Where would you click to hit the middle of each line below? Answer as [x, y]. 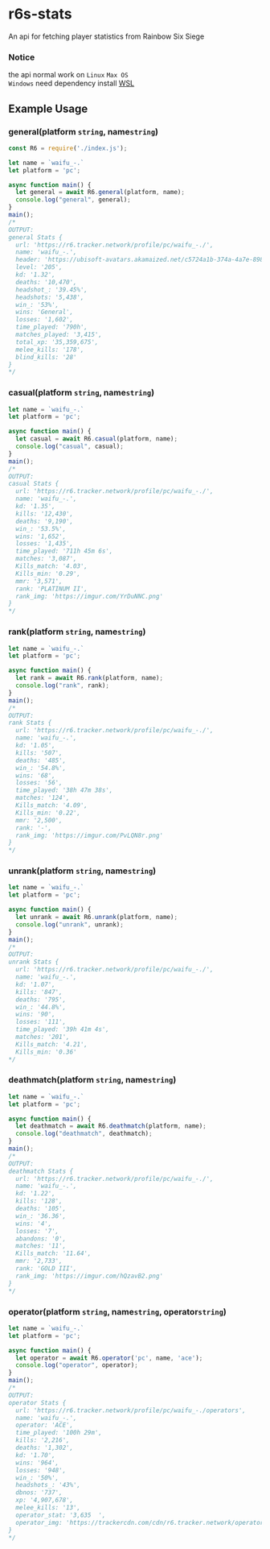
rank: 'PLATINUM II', [52, 589]
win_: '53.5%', [41, 528]
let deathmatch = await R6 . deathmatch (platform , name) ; [111, 1126]
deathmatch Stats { [41, 1171]
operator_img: [39, 1522]
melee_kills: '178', [50, 350]
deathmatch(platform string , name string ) [92, 1080]
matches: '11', [41, 1246]
